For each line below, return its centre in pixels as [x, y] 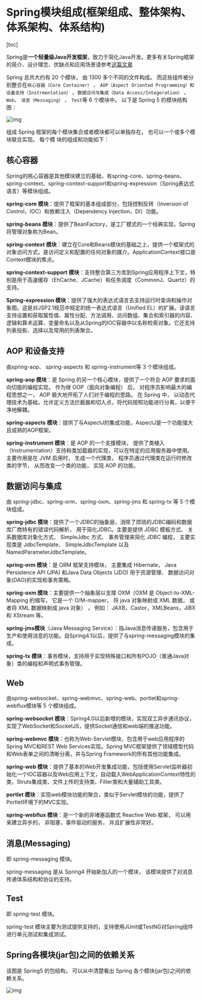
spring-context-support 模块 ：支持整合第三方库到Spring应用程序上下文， [98, 272]
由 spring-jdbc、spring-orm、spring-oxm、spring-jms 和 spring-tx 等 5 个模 [101, 502]
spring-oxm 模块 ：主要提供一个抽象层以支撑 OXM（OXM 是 [80, 593]
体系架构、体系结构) [56, 27]
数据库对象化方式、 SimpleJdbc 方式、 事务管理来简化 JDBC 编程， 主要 [101, 537]
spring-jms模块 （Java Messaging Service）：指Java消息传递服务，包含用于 [100, 628]
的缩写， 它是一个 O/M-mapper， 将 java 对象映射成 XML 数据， [109, 601]
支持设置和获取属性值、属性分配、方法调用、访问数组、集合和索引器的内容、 [101, 315]
